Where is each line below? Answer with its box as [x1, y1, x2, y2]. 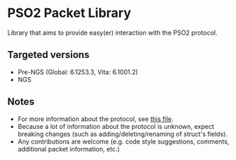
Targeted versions [7, 49, 90, 61]
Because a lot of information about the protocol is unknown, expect [17, 122, 215, 130]
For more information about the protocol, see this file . [17, 115, 174, 123]
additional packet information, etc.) [17, 144, 120, 153]
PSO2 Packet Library [7, 5, 132, 21]
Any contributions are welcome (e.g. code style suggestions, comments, [17, 137, 230, 146]
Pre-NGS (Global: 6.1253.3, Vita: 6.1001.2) [17, 67, 138, 76]
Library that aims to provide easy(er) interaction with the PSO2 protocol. [7, 28, 218, 37]
